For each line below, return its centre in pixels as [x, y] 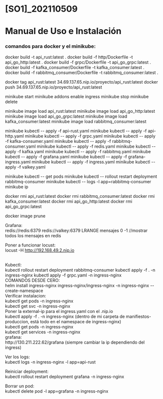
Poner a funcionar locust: [30, 245]
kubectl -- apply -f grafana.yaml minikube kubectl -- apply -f [66, 156]
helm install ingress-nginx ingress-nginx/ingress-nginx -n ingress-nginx [77, 285]
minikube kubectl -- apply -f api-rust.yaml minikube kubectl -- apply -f [76, 131]
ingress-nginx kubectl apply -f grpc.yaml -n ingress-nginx [63, 275]
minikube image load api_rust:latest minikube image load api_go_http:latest [80, 111]
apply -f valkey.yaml [25, 167]
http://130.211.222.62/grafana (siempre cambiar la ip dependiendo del [75, 342]
